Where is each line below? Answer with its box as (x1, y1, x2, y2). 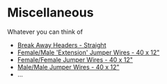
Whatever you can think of (7, 28, 83, 36)
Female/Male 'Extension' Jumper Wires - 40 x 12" (17, 48, 160, 56)
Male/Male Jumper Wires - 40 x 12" (17, 63, 120, 71)
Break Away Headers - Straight (17, 41, 106, 49)
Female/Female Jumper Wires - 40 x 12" (17, 55, 134, 63)
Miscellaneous (7, 5, 94, 21)
